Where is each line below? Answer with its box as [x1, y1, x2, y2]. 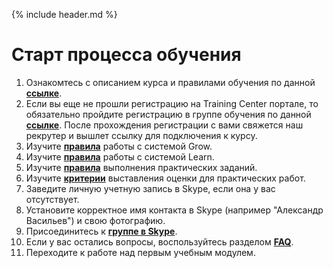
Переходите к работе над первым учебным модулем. [25, 246, 256, 258]
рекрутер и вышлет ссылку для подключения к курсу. [25, 129, 258, 141]
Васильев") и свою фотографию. [25, 214, 166, 226]
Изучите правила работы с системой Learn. [25, 150, 215, 163]
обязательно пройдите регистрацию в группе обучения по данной [25, 108, 312, 120]
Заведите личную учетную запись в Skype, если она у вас [25, 182, 276, 194]
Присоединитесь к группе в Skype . [25, 225, 178, 237]
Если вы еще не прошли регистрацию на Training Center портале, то [25, 97, 319, 109]
